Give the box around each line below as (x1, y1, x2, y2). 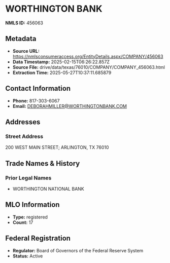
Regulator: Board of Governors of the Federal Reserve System (12, 247, 144, 253)
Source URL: (12, 48, 40, 54)
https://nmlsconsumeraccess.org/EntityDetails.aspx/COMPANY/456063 (12, 53, 163, 59)
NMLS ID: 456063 (5, 20, 43, 26)
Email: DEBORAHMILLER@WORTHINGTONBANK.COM (12, 103, 127, 109)
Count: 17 (12, 219, 33, 226)
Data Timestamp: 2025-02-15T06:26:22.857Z (12, 59, 110, 65)
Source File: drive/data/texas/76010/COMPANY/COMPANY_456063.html (12, 64, 165, 70)
